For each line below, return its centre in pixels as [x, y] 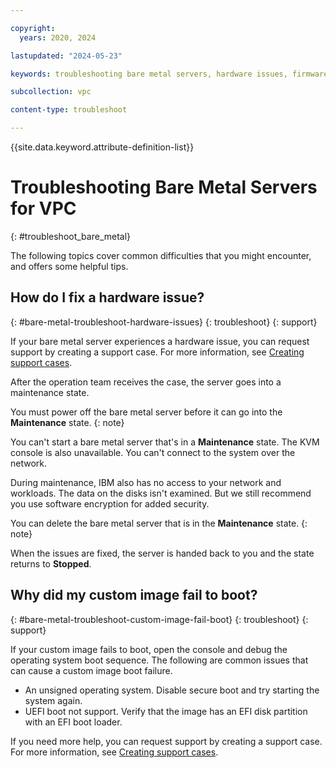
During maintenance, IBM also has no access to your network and [146, 482]
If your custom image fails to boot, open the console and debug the [149, 649]
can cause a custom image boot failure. [91, 670]
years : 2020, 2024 [58, 37]
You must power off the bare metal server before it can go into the [146, 412]
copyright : [33, 28]
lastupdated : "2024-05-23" [66, 56]
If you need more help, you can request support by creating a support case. [166, 741]
